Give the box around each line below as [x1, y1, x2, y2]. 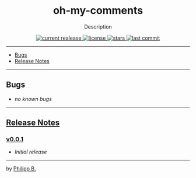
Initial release [14, 148, 47, 155]
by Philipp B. [6, 165, 36, 172]
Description [84, 23, 112, 30]
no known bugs [14, 95, 52, 102]
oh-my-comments [52, 4, 143, 18]
